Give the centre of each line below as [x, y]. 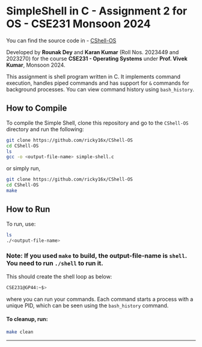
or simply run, [23, 168]
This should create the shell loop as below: [59, 276]
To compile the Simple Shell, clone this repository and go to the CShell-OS [97, 123]
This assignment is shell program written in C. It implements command [93, 76]
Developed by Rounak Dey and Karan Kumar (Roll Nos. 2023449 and [93, 52]
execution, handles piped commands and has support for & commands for [98, 83]
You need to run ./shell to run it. [55, 263]
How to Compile [37, 109]
